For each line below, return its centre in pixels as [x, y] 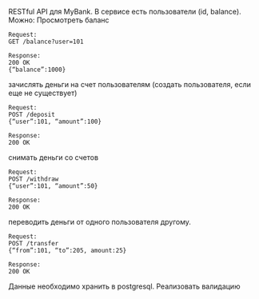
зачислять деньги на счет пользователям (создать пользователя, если [130, 84]
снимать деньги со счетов [53, 157]
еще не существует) [43, 93]
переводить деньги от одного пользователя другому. [100, 222]
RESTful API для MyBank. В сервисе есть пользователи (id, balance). [125, 12]
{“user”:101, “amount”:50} [53, 186]
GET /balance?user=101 [46, 42]
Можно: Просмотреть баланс [59, 20]
